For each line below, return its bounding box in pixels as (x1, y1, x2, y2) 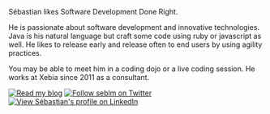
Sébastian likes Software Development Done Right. (8, 7, 178, 16)
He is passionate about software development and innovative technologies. (8, 23, 260, 32)
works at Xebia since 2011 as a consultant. (8, 73, 150, 82)
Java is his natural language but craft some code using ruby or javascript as (8, 32, 262, 40)
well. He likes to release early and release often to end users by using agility (8, 40, 263, 49)
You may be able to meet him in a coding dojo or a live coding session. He (8, 64, 255, 74)
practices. (8, 49, 42, 57)
